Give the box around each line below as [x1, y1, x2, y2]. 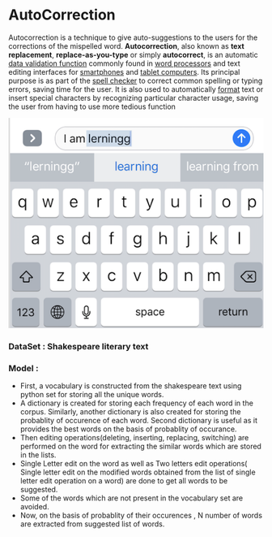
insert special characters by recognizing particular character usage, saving [8, 93, 259, 102]
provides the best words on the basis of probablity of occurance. [19, 424, 237, 434]
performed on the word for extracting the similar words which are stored [19, 441, 261, 452]
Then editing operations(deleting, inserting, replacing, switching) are [19, 433, 249, 443]
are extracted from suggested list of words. [19, 519, 165, 529]
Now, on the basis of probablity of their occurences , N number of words [19, 510, 263, 521]
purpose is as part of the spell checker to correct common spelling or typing [8, 76, 263, 85]
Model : [8, 362, 39, 374]
